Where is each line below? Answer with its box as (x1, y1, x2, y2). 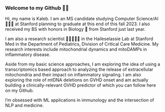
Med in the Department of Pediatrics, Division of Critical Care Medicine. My (5, 41, 159, 47)
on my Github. (5, 88, 34, 94)
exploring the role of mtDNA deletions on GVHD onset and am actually (5, 77, 149, 83)
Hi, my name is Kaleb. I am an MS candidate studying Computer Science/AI (5, 16, 159, 22)
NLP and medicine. (5, 103, 44, 109)
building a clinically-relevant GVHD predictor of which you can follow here (5, 82, 156, 88)
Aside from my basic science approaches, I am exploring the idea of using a (5, 61, 161, 67)
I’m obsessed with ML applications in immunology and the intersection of (5, 97, 155, 103)
